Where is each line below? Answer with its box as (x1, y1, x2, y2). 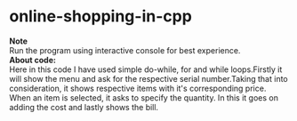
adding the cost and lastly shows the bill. (9, 101, 158, 112)
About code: (9, 54, 56, 65)
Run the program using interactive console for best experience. (9, 44, 241, 55)
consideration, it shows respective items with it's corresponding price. (9, 83, 267, 93)
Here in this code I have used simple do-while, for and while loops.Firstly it (9, 64, 283, 75)
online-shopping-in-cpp (9, 6, 193, 27)
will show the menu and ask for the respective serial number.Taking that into (9, 73, 288, 84)
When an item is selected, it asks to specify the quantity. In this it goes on (9, 92, 278, 103)
